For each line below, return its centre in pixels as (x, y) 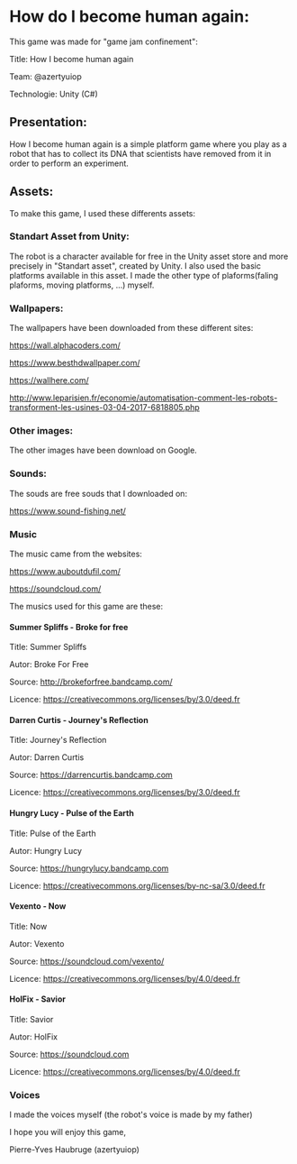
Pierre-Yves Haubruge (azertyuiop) (74, 1150)
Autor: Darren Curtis (47, 757)
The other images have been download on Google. (103, 450)
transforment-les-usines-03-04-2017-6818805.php (104, 408)
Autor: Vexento (37, 943)
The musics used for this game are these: (86, 607)
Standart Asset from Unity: (69, 236)
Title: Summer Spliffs (48, 647)
